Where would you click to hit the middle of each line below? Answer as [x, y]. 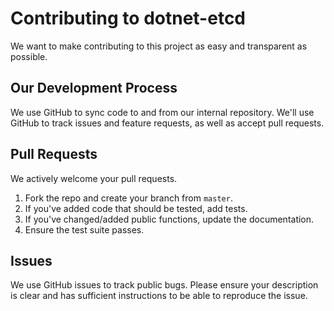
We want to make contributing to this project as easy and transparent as [159, 46]
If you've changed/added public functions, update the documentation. [169, 219]
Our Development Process [94, 88]
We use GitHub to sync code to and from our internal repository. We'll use [162, 112]
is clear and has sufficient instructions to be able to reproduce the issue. [159, 296]
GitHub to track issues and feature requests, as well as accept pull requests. [167, 123]
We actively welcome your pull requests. [94, 178]
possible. [29, 56]
